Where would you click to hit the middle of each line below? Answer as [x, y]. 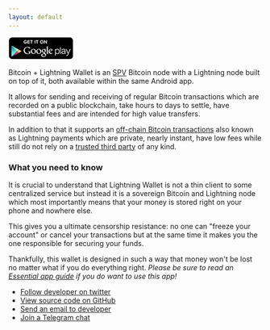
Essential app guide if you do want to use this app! [93, 276]
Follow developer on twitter [65, 291]
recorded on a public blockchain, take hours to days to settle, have [119, 105]
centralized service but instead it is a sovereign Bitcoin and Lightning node [132, 193]
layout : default [35, 17]
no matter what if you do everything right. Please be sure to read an [121, 267]
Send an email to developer [65, 309]
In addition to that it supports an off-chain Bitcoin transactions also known [131, 129]
